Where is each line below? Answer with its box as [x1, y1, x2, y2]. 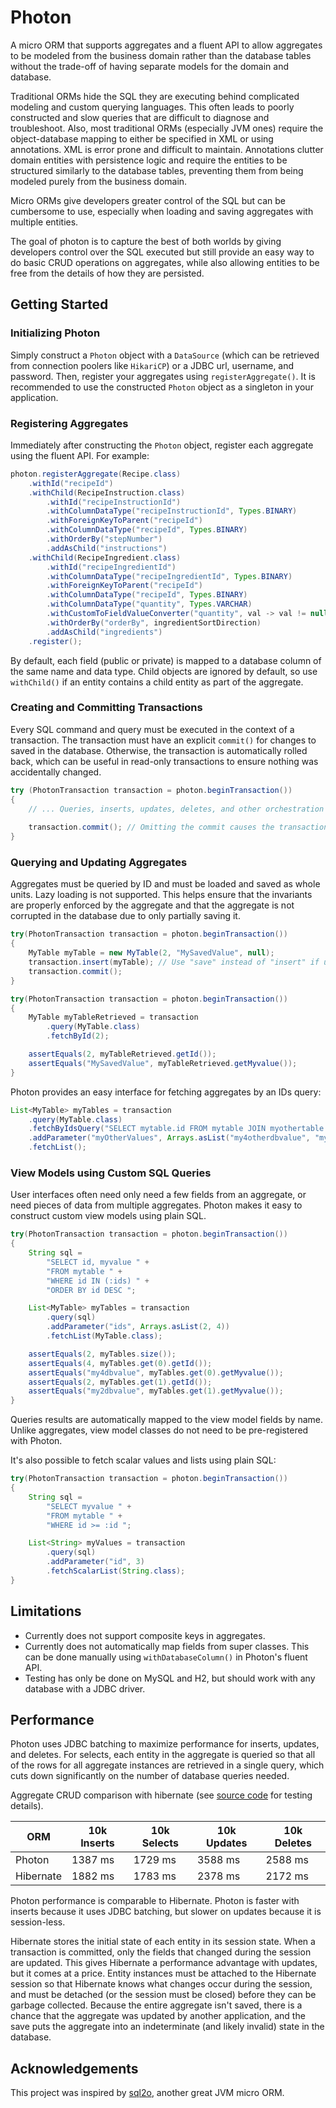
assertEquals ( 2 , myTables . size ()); [28, 1349, 177, 1359]
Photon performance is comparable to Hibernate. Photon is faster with [10, 1895, 300, 1907]
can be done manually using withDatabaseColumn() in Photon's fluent [24, 1651, 308, 1663]
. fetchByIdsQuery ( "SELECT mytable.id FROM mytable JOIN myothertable [28, 1124, 325, 1134]
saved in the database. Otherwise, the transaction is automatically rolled [10, 744, 308, 756]
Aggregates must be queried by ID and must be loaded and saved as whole [10, 878, 321, 890]
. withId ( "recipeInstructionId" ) [46, 497, 182, 507]
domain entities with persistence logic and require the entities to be [10, 154, 288, 166]
